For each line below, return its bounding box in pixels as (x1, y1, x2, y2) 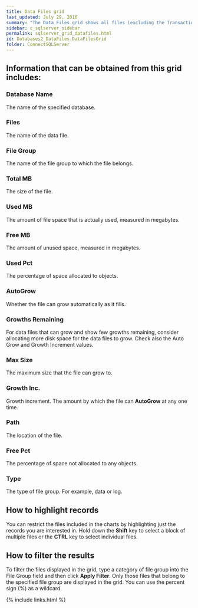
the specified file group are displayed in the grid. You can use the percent (6, 579, 185, 586)
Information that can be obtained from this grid (6, 63, 182, 74)
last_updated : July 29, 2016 (6, 14, 78, 20)
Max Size (6, 356, 34, 364)
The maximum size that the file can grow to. (6, 369, 113, 376)
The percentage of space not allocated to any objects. (6, 460, 138, 467)
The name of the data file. (6, 132, 69, 139)
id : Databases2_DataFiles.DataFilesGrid (6, 36, 107, 42)
